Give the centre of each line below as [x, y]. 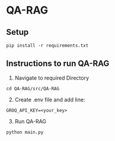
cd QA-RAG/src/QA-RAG [33, 88]
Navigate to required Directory [52, 78]
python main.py [25, 132]
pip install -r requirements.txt [47, 45]
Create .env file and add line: [50, 99]
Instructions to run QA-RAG [58, 63]
